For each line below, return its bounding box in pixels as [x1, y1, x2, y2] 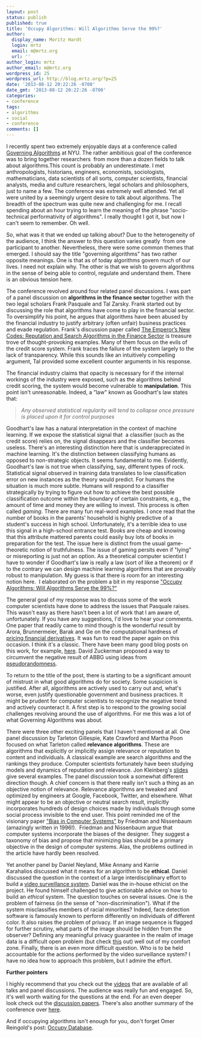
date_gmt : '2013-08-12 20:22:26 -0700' [6, 87, 106, 93]
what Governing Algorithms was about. [6, 716, 103, 724]
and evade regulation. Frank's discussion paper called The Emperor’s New [6, 326, 191, 333]
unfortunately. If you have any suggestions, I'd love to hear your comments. [6, 615, 194, 623]
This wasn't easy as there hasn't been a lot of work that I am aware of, [6, 609, 180, 616]
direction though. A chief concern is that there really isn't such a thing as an [6, 780, 194, 786]
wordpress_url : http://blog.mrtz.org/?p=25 [6, 76, 117, 82]
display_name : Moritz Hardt [11, 37, 82, 43]
